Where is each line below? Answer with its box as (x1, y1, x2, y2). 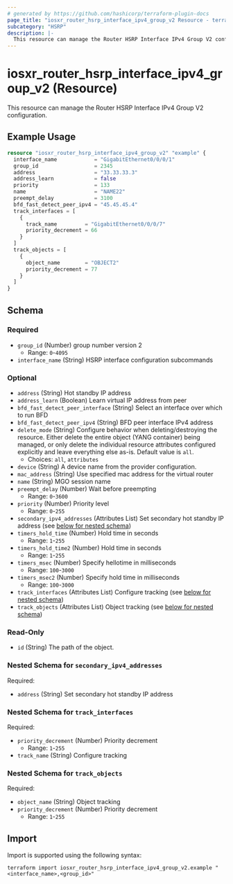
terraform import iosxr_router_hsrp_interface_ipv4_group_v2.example (7, 865, 213, 872)
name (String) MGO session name (17, 477, 111, 486)
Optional (7, 373, 37, 383)
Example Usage (7, 131, 76, 143)
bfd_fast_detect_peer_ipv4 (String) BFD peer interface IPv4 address (17, 418, 214, 427)
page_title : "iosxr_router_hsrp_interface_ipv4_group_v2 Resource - (7, 17, 209, 24)
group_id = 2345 (13, 162, 113, 169)
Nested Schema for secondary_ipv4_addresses (7, 660, 163, 670)
